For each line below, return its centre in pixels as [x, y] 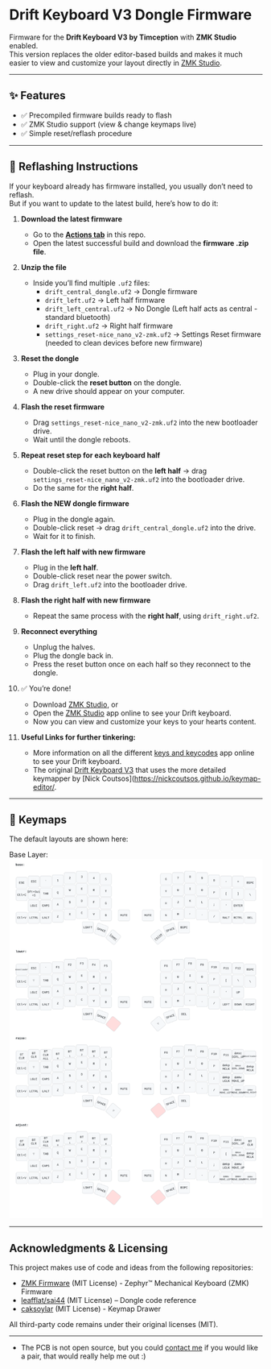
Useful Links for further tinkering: [78, 737]
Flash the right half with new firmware [86, 600]
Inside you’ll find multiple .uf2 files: [91, 283]
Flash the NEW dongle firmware [75, 503]
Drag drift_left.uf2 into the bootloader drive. [110, 584]
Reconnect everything [59, 631]
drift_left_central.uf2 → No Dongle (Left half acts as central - [151, 309]
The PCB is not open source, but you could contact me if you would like [139, 1348]
